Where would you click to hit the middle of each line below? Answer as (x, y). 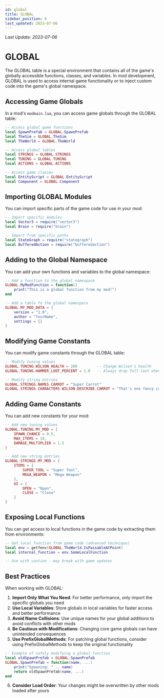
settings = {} (28, 321)
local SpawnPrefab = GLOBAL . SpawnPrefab (47, 132)
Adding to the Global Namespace (56, 260)
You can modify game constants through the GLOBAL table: (65, 353)
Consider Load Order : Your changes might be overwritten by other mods (85, 685)
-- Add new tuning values (31, 425)
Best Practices (28, 576)
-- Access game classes (29, 172)
